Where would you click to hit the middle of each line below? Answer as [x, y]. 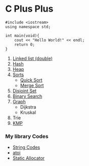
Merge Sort [32, 85]
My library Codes [27, 136]
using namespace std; [28, 27]
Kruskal [28, 112]
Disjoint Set [25, 91]
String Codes [26, 147]
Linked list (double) [33, 58]
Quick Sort [31, 80]
